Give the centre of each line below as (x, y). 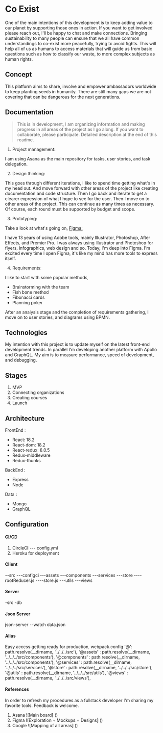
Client (12, 564)
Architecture (25, 418)
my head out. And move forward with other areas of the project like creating (81, 188)
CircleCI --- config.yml (35, 548)
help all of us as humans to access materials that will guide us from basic (79, 49)
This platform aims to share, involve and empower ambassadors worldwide (81, 86)
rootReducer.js (20, 580)
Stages (16, 376)
